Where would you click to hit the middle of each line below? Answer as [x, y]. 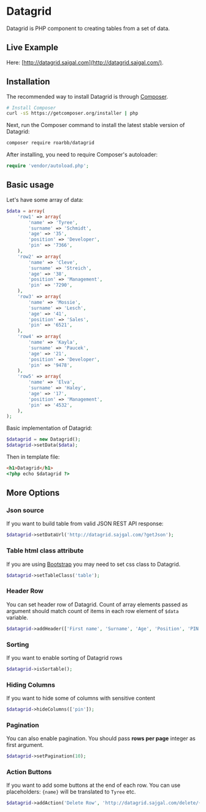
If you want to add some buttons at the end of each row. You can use [93, 785]
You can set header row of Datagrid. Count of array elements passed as [97, 604]
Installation [28, 82]
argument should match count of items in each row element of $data [93, 611]
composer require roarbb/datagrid [51, 143]
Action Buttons [29, 772]
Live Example [32, 48]
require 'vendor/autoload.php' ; [48, 166]
